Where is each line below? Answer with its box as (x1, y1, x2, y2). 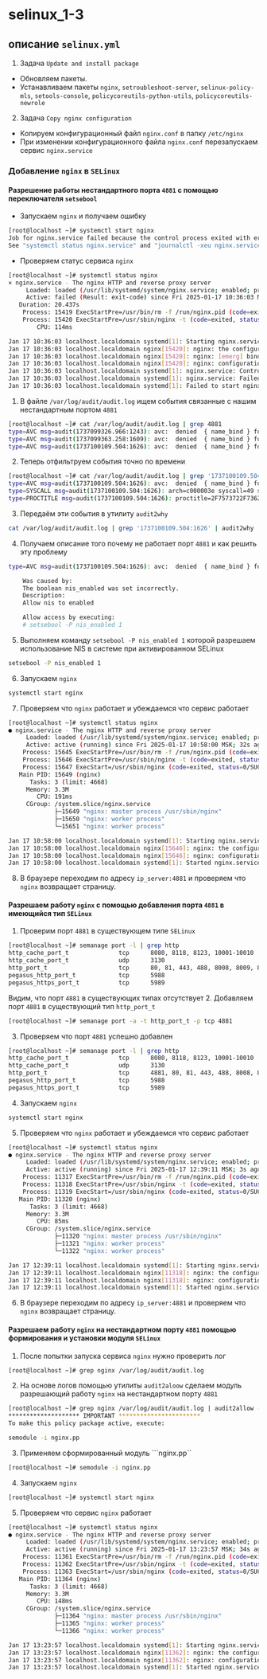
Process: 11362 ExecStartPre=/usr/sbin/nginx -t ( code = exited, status (22, 1560, 261, 1568)
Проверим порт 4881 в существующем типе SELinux (19, 926, 196, 936)
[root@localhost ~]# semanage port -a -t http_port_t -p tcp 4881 (8, 1017, 233, 1025)
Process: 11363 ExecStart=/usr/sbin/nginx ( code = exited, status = (22, 1567, 244, 1575)
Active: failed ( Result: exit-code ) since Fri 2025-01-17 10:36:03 (25, 293, 254, 302)
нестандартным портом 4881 (19, 405, 118, 414)
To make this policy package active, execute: (8, 1419, 165, 1427)
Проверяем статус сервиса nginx (19, 256, 133, 265)
